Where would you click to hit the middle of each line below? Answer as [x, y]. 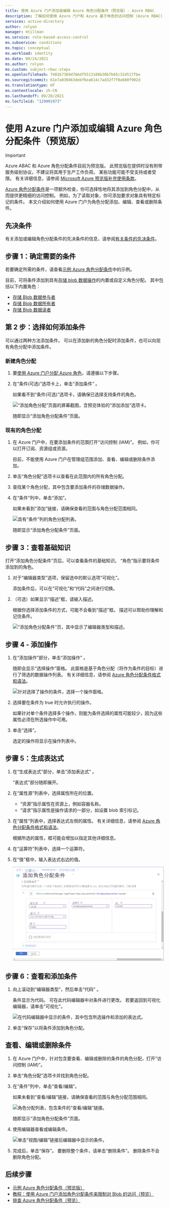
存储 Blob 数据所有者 [34, 304]
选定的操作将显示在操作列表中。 [46, 741]
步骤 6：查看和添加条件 [41, 976]
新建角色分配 [21, 361]
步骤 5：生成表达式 [35, 758]
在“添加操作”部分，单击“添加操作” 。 [50, 658]
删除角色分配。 [28, 1157]
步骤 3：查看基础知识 [38, 548]
